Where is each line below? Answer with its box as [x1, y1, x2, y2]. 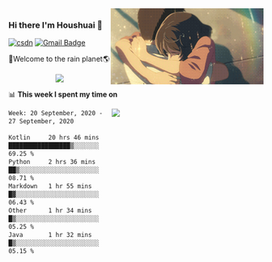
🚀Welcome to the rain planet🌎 [8, 54, 110, 64]
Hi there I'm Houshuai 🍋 [8, 19, 103, 31]
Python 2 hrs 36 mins [8, 158, 96, 166]
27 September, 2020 [8, 118, 74, 126]
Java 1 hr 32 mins [8, 231, 92, 239]
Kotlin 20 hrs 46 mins [8, 134, 100, 142]
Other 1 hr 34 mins [8, 207, 92, 215]
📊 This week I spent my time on [8, 89, 118, 100]
